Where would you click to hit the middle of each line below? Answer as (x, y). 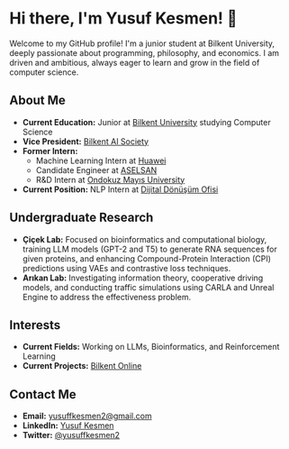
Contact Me (43, 394)
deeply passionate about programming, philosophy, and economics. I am (144, 52)
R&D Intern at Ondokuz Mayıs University (110, 179)
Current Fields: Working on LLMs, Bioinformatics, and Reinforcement (151, 347)
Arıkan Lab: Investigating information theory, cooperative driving (143, 278)
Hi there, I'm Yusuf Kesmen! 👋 (123, 18)
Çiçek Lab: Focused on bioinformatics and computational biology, (144, 239)
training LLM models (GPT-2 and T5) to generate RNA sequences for (149, 249)
